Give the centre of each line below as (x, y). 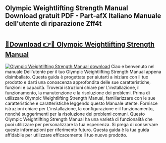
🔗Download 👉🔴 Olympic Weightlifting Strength (80, 44)
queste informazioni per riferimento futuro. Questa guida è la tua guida (77, 130)
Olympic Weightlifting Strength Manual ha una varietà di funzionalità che (79, 119)
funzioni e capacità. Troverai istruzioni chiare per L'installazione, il (72, 87)
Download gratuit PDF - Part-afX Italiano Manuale (83, 16)
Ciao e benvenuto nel (133, 66)
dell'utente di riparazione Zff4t (54, 24)
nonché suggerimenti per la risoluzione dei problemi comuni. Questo (75, 114)
